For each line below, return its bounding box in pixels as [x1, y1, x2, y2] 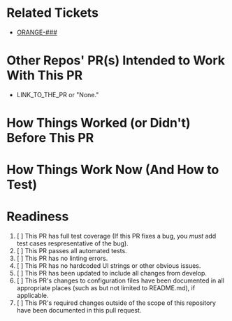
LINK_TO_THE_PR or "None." [16, 90, 99, 99]
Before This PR [6, 130, 94, 146]
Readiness [6, 208, 69, 224]
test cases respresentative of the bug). [16, 239, 129, 248]
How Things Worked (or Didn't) [6, 115, 191, 131]
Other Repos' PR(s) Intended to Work [6, 52, 225, 69]
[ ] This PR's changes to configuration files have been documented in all [16, 276, 224, 285]
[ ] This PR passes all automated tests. [16, 247, 127, 255]
